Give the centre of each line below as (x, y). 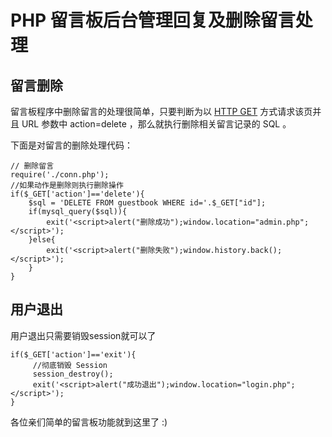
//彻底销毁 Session (70, 365)
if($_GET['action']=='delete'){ (77, 194)
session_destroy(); (73, 374)
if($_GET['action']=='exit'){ (73, 354)
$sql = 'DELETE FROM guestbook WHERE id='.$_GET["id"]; (147, 203)
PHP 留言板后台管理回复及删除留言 (153, 20)
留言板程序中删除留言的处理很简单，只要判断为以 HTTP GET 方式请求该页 (161, 111)
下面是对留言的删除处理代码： (71, 145)
